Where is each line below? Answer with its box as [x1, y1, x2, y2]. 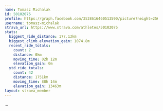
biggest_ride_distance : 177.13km [9, 34, 77, 39]
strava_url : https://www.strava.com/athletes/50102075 [4, 25, 118, 30]
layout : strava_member [4, 88, 51, 93]
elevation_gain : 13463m [13, 83, 62, 89]
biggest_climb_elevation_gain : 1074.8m [9, 39, 90, 44]
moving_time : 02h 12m [13, 57, 57, 62]
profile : [4, 16, 22, 21]
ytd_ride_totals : [9, 66, 44, 71]
